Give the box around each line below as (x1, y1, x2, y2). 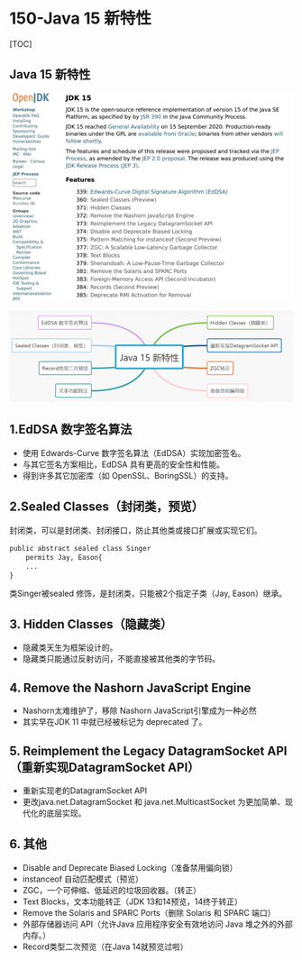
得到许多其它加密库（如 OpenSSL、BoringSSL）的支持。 (22, 470, 233, 480)
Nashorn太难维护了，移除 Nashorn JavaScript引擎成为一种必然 (22, 705, 257, 717)
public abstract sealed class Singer (9, 544, 151, 553)
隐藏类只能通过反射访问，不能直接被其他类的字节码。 (22, 654, 221, 664)
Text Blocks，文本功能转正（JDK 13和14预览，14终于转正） (22, 896, 243, 907)
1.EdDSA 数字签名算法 (9, 422, 133, 437)
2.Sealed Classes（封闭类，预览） (9, 499, 205, 515)
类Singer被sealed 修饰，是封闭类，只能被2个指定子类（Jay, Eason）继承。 (9, 588, 288, 599)
